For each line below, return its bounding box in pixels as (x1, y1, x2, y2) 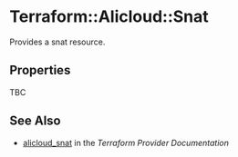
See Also (9, 113, 61, 129)
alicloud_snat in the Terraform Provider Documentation (22, 137, 230, 148)
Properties (9, 63, 71, 78)
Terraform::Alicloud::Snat (9, 6, 210, 27)
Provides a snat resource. (9, 36, 106, 47)
